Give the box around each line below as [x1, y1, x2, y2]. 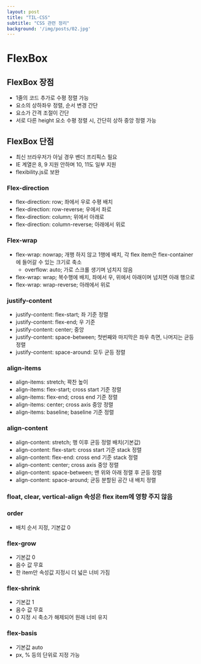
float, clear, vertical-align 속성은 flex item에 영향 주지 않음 [7, 493, 173, 501]
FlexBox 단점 [7, 136, 54, 147]
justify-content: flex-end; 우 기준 [15, 318, 95, 326]
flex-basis [7, 629, 37, 637]
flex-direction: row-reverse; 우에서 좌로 [15, 206, 112, 213]
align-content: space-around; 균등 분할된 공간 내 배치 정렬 [15, 476, 156, 483]
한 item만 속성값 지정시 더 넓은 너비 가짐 [15, 569, 110, 576]
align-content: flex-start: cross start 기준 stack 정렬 [15, 446, 142, 453]
